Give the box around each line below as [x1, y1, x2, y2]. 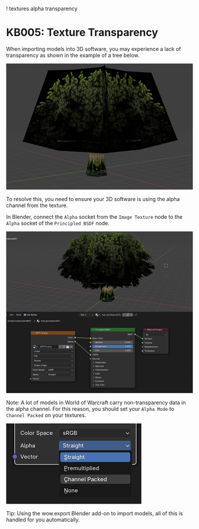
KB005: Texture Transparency [6, 26, 159, 39]
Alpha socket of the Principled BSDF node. [6, 219, 110, 227]
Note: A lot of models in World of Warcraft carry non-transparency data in [6, 399, 187, 406]
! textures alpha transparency [6, 5, 78, 12]
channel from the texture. [6, 202, 68, 209]
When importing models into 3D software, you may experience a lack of [6, 45, 182, 52]
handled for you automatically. [6, 516, 80, 523]
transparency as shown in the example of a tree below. [6, 52, 140, 59]
